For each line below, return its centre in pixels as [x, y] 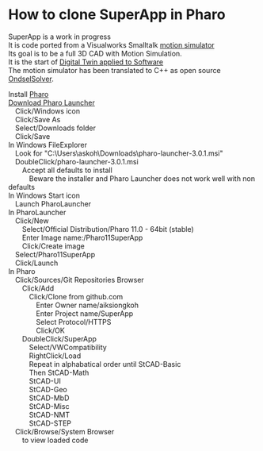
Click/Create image [53, 246]
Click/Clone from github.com [76, 296]
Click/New [32, 221]
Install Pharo [29, 94]
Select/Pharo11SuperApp [55, 254]
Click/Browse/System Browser [65, 431]
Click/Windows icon [48, 111]
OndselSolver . [31, 79]
